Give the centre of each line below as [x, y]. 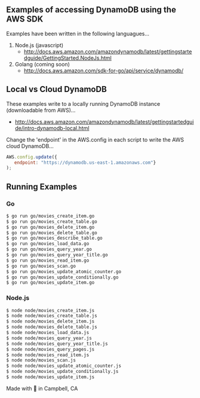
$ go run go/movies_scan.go [41, 266]
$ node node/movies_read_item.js [48, 355]
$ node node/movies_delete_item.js [50, 322]
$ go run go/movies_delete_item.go [50, 227]
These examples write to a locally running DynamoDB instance [83, 103]
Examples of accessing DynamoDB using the [91, 10]
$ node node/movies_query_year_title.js [57, 344]
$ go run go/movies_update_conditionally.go [62, 277]
